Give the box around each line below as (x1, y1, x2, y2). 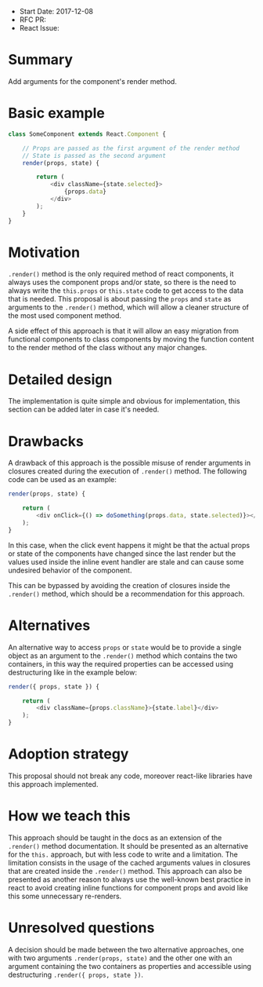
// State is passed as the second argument (22, 152, 167, 159)
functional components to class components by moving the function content (8, 334, 254, 344)
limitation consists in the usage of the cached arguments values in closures (8, 857, 251, 867)
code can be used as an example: (8, 475, 117, 484)
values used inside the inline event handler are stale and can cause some (8, 557, 244, 566)
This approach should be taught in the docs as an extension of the (8, 832, 222, 843)
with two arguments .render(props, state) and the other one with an (8, 953, 232, 963)
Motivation (8, 243, 81, 261)
